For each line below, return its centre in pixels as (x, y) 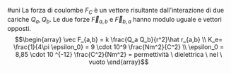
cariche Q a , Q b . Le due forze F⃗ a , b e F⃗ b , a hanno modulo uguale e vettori (115, 20)
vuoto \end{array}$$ (119, 62)
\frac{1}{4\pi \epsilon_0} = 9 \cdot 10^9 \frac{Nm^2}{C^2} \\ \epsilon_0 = (119, 47)
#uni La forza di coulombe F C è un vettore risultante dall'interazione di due (116, 11)
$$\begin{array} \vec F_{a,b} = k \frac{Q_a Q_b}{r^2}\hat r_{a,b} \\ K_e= (119, 39)
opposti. (19, 28)
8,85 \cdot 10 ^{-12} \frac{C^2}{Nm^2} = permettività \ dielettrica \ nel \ (119, 54)
